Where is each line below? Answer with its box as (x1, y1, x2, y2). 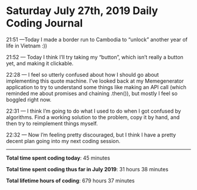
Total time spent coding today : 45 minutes (6, 154, 110, 161)
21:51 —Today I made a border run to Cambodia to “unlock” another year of (6, 36, 188, 43)
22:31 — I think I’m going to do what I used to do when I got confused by (6, 107, 181, 114)
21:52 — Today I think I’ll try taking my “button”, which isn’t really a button (6, 53, 184, 60)
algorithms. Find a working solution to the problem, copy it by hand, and (6, 113, 180, 121)
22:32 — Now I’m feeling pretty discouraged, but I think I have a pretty (6, 131, 176, 138)
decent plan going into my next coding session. (6, 137, 121, 144)
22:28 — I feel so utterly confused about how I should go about (6, 71, 159, 78)
